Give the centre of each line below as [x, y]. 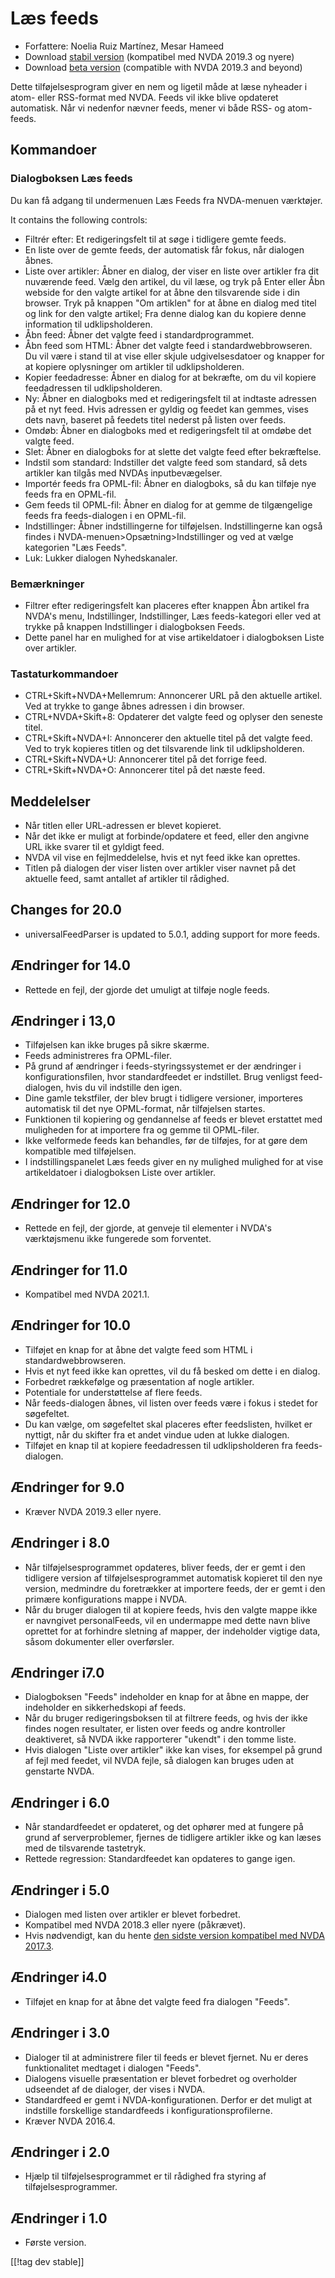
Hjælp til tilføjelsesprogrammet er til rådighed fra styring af [145, 2176]
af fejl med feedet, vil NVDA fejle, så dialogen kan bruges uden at [159, 1761]
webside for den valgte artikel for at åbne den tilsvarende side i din [162, 292]
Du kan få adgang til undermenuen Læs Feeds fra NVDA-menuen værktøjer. [166, 200]
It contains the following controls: [79, 219]
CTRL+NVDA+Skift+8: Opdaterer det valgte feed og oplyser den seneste [173, 717]
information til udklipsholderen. [88, 324]
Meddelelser [50, 801]
